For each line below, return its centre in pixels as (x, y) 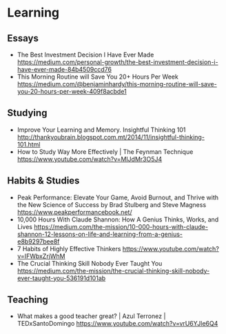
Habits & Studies (43, 181)
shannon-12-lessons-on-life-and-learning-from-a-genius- (100, 234)
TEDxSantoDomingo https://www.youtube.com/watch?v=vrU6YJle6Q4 (117, 324)
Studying (27, 113)
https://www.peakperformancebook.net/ (74, 212)
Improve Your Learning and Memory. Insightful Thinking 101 (101, 130)
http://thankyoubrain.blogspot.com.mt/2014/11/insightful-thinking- (111, 137)
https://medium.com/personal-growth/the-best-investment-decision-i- (117, 62)
